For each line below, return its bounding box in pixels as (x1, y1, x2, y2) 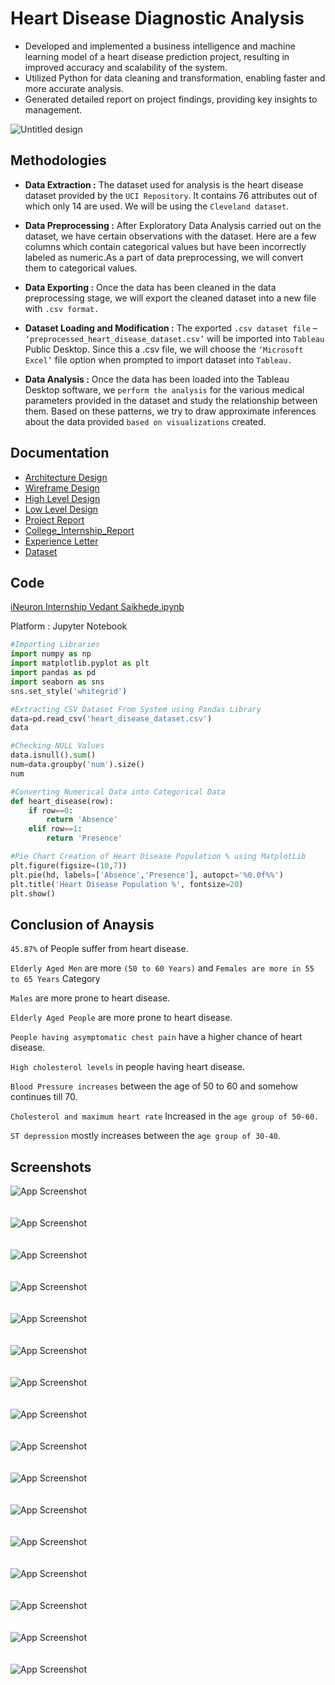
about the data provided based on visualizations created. (24, 415, 267, 427)
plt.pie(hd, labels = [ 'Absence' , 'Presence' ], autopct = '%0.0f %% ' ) (10, 870, 284, 880)
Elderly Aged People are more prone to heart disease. (10, 1012, 233, 1024)
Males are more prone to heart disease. (10, 992, 171, 1004)
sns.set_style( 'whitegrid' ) (10, 686, 128, 696)
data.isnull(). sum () (10, 750, 97, 761)
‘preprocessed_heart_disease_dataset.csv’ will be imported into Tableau (24, 332, 325, 344)
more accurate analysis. (24, 82, 124, 94)
